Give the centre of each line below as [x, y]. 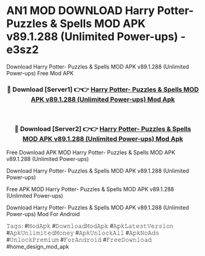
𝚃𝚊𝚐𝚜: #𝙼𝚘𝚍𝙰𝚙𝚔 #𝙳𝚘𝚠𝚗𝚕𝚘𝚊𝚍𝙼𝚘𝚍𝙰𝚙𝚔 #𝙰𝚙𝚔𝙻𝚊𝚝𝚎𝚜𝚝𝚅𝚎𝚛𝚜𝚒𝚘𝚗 [90, 226]
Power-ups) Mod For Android [43, 214]
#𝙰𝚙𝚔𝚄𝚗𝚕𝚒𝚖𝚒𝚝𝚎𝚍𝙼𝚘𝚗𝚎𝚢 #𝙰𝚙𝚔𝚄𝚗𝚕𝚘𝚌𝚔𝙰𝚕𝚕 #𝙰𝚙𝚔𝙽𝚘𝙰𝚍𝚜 [83, 233]
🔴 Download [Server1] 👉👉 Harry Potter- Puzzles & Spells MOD [103, 89]
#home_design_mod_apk [38, 246]
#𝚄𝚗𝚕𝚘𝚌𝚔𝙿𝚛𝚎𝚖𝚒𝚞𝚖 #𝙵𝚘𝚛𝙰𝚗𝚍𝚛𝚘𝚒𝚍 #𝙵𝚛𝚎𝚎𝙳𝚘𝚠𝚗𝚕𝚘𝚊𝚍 [79, 239]
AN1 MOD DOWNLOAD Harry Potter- [100, 11]
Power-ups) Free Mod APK [40, 73]
